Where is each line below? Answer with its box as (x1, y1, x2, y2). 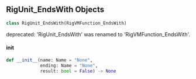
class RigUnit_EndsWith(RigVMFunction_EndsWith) (6, 20, 127, 26)
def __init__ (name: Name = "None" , (6, 57, 93, 63)
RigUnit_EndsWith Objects (6, 5, 104, 15)
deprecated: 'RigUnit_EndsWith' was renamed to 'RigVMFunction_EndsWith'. (6, 30, 191, 37)
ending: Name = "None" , (40, 63, 98, 68)
